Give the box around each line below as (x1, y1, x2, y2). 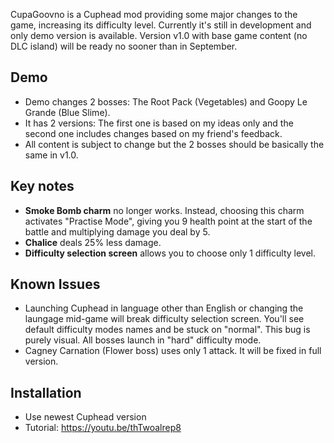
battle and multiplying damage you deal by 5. (24, 225, 211, 238)
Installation (10, 384, 82, 401)
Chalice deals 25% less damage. (24, 236, 162, 248)
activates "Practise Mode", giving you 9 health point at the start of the (24, 215, 313, 227)
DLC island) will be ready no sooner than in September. (10, 40, 238, 52)
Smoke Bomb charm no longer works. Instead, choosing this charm (24, 204, 305, 216)
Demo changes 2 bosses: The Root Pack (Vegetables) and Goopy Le (24, 95, 308, 108)
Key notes (10, 178, 75, 195)
